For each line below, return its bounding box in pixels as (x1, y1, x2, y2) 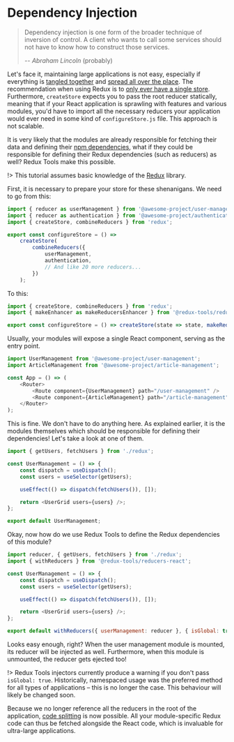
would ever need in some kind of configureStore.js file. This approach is (7, 114, 218, 123)
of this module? (7, 537, 52, 546)
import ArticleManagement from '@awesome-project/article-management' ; (7, 362, 219, 369)
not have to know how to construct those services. (24, 43, 170, 51)
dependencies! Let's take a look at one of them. (7, 434, 144, 443)
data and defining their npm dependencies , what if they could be (7, 142, 194, 151)
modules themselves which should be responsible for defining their (7, 427, 201, 436)
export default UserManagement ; (7, 518, 101, 525)
